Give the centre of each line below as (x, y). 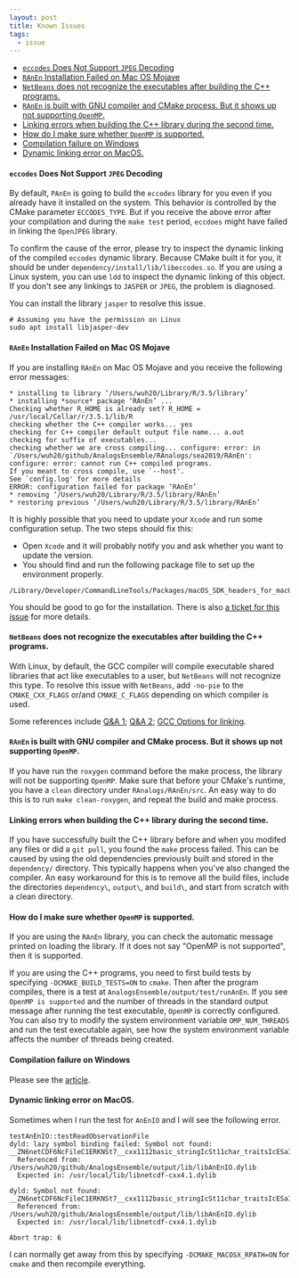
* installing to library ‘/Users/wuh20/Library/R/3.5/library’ (129, 393)
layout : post (33, 17)
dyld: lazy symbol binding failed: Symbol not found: (111, 1144)
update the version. (58, 555)
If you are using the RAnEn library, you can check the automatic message (141, 936)
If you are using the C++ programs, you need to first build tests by (130, 973)
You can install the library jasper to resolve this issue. (108, 303)
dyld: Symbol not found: (55, 1191)
